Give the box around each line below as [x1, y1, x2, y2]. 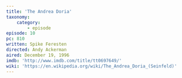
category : [16, 19, 41, 25]
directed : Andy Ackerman [6, 47, 67, 53]
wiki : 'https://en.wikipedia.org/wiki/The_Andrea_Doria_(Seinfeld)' [6, 63, 177, 69]
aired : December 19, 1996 [6, 52, 69, 58]
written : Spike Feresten [6, 42, 67, 48]
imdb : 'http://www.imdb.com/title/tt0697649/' [6, 57, 122, 63]
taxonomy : [6, 14, 31, 20]
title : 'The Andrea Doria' [6, 8, 72, 15]
